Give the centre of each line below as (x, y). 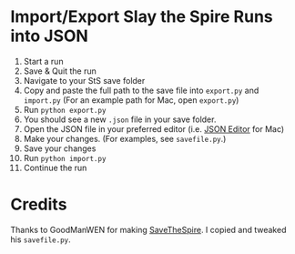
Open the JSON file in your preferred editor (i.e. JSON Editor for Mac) (154, 128)
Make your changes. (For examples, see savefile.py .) (125, 138)
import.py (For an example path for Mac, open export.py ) (131, 100)
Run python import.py (65, 157)
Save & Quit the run (60, 71)
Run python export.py (65, 109)
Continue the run (55, 168)
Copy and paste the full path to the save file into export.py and (141, 90)
